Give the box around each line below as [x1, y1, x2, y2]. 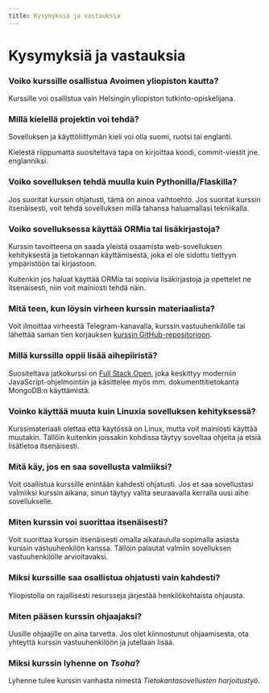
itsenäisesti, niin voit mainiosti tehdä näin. [8, 283, 147, 293]
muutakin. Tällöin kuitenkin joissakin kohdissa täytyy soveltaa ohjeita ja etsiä [8, 432, 262, 442]
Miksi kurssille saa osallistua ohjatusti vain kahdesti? [8, 572, 221, 583]
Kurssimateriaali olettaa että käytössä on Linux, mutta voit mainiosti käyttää [8, 424, 258, 434]
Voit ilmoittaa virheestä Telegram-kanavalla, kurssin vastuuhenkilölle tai [8, 322, 246, 331]
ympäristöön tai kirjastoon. [8, 259, 97, 268]
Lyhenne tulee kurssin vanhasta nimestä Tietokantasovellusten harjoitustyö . [8, 676, 260, 686]
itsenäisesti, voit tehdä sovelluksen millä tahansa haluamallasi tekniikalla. [8, 203, 250, 213]
